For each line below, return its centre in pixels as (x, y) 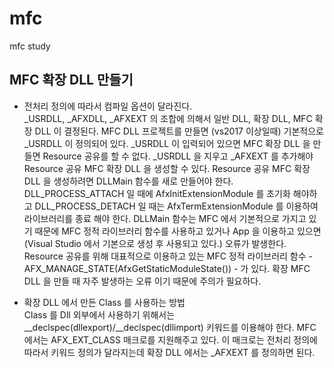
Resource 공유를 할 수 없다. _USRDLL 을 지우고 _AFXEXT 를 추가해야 (178, 156)
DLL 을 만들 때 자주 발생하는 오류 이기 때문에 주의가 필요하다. (142, 281)
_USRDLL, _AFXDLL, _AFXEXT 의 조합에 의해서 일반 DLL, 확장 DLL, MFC (168, 118)
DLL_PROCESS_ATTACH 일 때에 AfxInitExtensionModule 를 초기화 (157, 193)
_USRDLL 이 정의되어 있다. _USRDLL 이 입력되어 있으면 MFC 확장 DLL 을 (167, 143)
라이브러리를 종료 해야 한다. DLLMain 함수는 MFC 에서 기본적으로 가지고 (165, 218)
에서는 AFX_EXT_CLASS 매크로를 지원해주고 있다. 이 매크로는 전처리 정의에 (170, 339)
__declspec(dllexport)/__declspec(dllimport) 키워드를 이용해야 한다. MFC (170, 327)
